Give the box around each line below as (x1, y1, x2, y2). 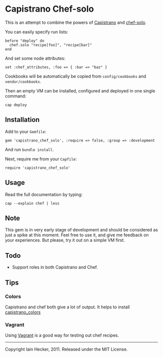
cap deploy (5, 102, 27, 107)
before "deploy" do (5, 38, 45, 43)
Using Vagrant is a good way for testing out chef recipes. (5, 332, 119, 339)
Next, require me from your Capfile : (5, 156, 77, 161)
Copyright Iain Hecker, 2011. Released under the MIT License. (5, 346, 128, 352)
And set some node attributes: (5, 55, 65, 61)
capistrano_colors (5, 309, 41, 315)
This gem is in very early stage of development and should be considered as (5, 227, 158, 233)
